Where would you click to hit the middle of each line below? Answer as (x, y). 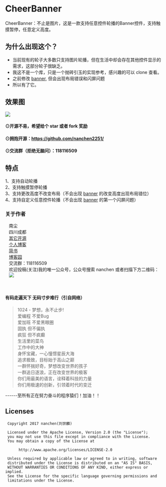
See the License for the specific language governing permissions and (82, 476)
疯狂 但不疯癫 (31, 334)
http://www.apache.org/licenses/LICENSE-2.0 (65, 450)
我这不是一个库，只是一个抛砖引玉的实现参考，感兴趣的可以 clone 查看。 (87, 72)
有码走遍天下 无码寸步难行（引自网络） (45, 297)
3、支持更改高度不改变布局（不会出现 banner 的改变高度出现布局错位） (79, 193)
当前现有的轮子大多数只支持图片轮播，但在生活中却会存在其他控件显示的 (86, 59)
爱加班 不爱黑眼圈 (35, 322)
